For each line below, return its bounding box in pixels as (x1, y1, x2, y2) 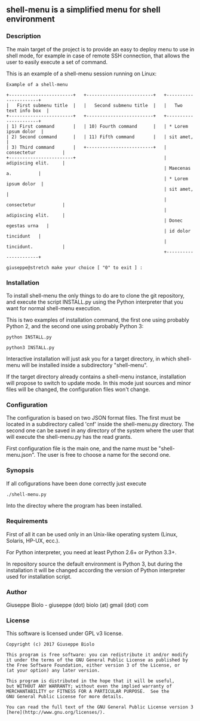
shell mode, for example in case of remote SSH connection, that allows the (6, 52, 190, 59)
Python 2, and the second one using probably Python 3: (6, 322, 144, 329)
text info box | (6, 108, 50, 114)
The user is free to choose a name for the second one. (36, 451, 171, 459)
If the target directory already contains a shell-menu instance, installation (6, 373, 186, 380)
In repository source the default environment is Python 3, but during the (6, 560, 183, 567)
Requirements (6, 517, 48, 526)
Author (6, 588, 27, 596)
